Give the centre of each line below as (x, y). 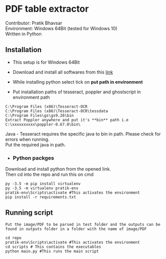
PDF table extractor (47, 9)
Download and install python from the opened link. (58, 169)
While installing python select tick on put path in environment (78, 82)
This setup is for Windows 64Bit (46, 62)
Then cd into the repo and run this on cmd (50, 174)
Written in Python (23, 34)
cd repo (13, 238)
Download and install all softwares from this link (63, 72)
